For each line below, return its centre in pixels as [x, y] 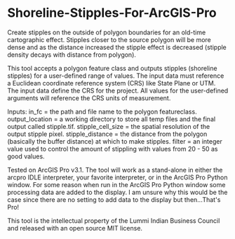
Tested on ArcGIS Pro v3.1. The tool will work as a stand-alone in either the [115, 170]
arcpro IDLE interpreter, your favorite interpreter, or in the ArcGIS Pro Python [117, 177]
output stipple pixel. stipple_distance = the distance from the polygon [107, 134]
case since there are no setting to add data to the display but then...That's [114, 199]
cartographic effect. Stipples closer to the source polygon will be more [109, 39]
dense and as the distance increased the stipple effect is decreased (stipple [117, 47]
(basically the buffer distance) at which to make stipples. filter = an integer [115, 141]
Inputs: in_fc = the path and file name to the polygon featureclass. [102, 111]
